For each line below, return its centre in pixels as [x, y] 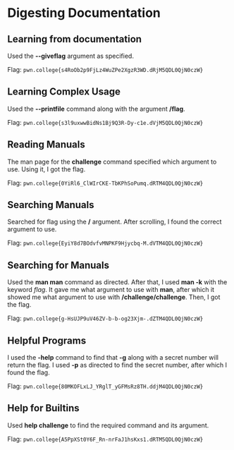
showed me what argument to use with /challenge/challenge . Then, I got [114, 297]
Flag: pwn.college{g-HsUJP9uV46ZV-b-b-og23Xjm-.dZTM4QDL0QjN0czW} [105, 318]
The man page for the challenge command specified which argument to [112, 162]
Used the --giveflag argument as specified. [70, 56]
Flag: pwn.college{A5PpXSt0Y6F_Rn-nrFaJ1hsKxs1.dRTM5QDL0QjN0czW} [105, 439]
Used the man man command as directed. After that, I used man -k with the [117, 282]
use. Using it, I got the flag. [47, 169]
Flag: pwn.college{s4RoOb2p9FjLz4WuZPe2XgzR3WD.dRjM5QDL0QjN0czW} [105, 69]
